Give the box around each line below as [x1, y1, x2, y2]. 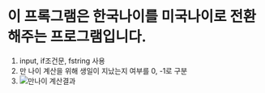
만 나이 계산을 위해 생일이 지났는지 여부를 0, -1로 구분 [19, 66, 188, 75]
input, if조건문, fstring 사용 [19, 56, 106, 66]
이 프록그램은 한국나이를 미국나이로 [7, 7, 228, 26]
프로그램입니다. [49, 27, 147, 46]
